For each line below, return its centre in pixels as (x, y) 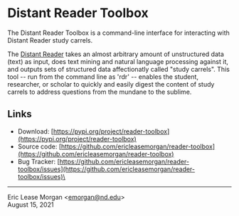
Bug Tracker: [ (39, 161)
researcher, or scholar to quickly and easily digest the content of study (111, 84)
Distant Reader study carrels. (50, 40)
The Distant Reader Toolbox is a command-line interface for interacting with (118, 33)
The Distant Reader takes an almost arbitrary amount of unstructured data (116, 54)
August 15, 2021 (31, 205)
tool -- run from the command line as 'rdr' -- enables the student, (103, 77)
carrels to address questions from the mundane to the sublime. (100, 92)
